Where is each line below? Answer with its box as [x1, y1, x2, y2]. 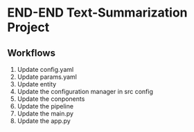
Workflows [7, 47, 55, 59]
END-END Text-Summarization [7, 5, 188, 21]
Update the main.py [17, 109, 74, 117]
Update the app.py [17, 117, 71, 125]
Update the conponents [17, 95, 85, 103]
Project [7, 19, 50, 35]
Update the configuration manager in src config [17, 88, 154, 95]
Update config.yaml [17, 66, 74, 73]
